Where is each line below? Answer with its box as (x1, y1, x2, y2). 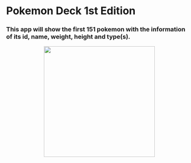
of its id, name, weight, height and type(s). (6, 32, 131, 41)
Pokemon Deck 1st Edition (6, 4, 136, 18)
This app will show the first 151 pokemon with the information (6, 25, 186, 34)
